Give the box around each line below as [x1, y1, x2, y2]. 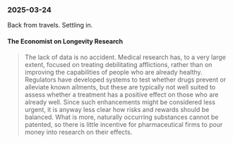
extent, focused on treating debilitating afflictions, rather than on [24, 60, 213, 68]
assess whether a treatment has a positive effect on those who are [24, 90, 219, 99]
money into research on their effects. [24, 128, 133, 136]
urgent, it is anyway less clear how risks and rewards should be [24, 105, 210, 113]
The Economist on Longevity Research [7, 37, 124, 45]
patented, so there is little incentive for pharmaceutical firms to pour [24, 120, 223, 128]
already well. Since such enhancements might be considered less [24, 97, 215, 106]
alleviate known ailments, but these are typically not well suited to [24, 82, 216, 91]
